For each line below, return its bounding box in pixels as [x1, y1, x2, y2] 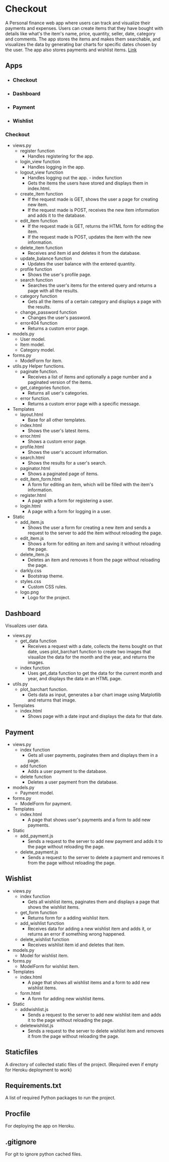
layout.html [20, 411, 44, 418]
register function [20, 148, 55, 154]
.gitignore [5, 1138, 37, 1146]
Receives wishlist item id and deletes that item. [27, 942, 125, 948]
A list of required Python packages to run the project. [5, 1095, 116, 1101]
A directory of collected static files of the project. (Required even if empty [5, 1061, 158, 1067]
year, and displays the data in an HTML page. [27, 676, 122, 682]
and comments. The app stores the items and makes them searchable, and [5, 36, 160, 42]
